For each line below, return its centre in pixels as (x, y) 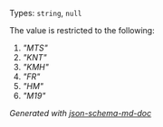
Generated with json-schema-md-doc (81, 113)
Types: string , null (46, 13)
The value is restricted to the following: (82, 30)
